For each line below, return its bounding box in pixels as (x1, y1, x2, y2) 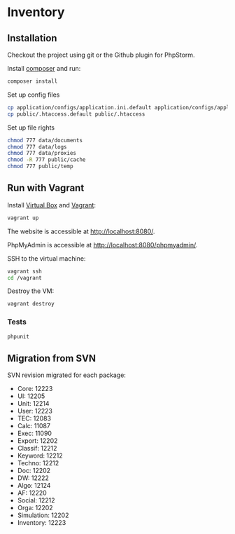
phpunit (7, 333, 30, 340)
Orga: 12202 (17, 504, 54, 512)
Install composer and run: (7, 64, 81, 72)
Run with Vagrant (7, 182, 85, 194)
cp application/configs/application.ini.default (7, 104, 152, 111)
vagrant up (7, 214, 39, 221)
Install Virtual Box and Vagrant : (7, 200, 97, 209)
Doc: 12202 (17, 467, 51, 475)
